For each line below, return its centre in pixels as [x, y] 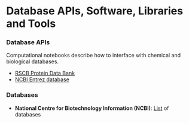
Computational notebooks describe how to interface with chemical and [94, 56]
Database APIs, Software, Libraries [95, 11]
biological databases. [32, 61]
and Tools [31, 24]
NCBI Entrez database [42, 79]
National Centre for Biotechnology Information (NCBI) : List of [92, 108]
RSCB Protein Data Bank [45, 73]
